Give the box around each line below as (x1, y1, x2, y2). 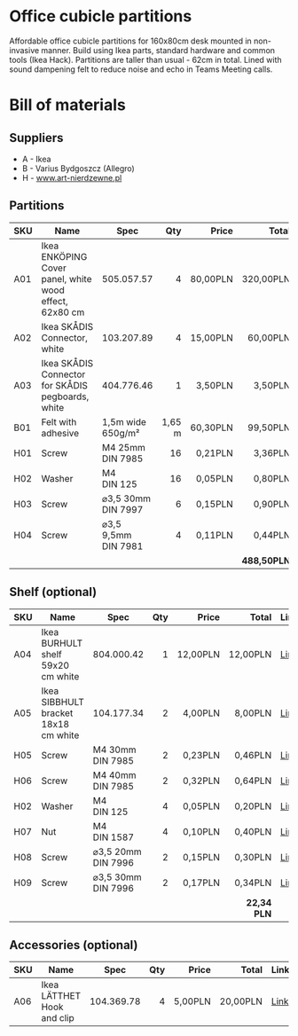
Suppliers (9, 130, 64, 145)
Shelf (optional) (9, 585, 98, 600)
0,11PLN (195, 529, 233, 541)
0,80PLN (253, 472, 291, 484)
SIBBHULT (41, 695, 84, 708)
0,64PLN (234, 774, 272, 787)
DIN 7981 (101, 539, 144, 552)
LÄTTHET (41, 990, 82, 1002)
